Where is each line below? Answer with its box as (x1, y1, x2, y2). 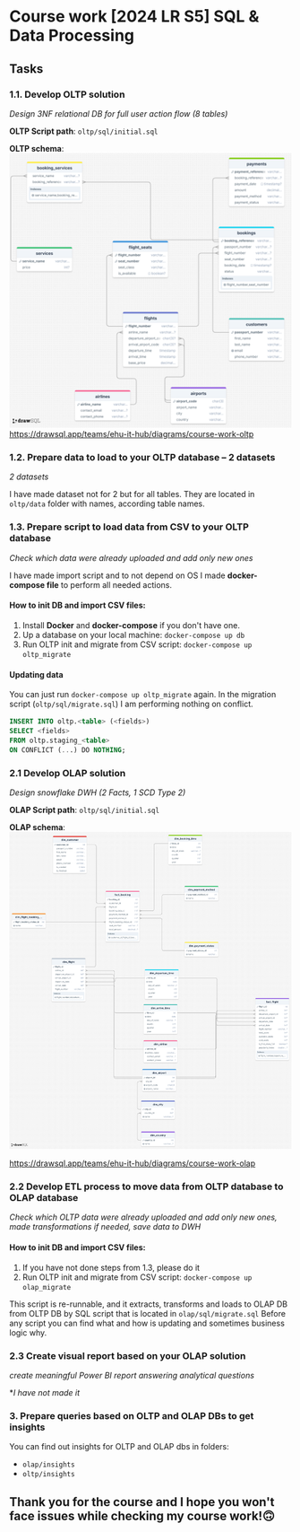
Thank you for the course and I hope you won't (9, 1494, 275, 1510)
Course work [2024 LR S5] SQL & (9, 6, 260, 27)
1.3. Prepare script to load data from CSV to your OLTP (9, 521, 249, 533)
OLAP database (9, 1192, 79, 1204)
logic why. (9, 1326, 47, 1338)
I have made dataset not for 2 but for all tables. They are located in (9, 489, 255, 500)
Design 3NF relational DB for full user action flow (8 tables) (9, 108, 228, 118)
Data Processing (9, 25, 135, 46)
